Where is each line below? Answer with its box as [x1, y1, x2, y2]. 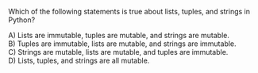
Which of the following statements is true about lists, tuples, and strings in [8, 7, 250, 16]
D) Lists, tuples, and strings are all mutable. [8, 56, 150, 65]
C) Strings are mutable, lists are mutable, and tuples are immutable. [8, 48, 229, 56]
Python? [8, 15, 36, 25]
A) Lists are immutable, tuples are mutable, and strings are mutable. [8, 31, 230, 40]
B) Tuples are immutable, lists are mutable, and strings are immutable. [8, 39, 237, 48]
